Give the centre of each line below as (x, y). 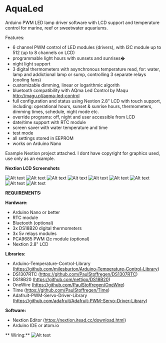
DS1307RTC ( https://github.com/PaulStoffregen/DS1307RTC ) (75, 274)
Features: (15, 37)
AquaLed (24, 9)
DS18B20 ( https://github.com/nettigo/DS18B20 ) (61, 279)
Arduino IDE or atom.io (35, 325)
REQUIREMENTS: (23, 192)
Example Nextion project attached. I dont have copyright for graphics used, (83, 153)
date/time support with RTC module (49, 122)
